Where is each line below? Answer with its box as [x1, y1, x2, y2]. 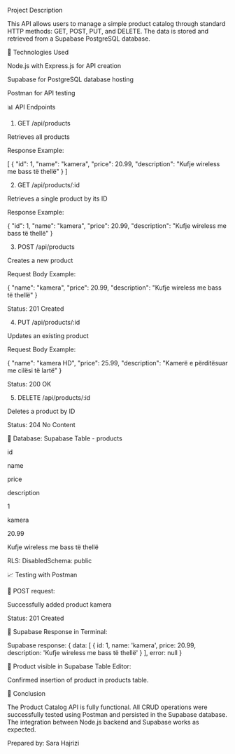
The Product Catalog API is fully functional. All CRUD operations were [7, 703, 208, 711]
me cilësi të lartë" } [7, 366, 62, 375]
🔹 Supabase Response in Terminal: [7, 628, 108, 635]
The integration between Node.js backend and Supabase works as [7, 718, 199, 726]
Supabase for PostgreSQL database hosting [7, 75, 134, 83]
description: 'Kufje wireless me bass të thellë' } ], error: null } [7, 649, 183, 657]
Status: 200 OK [7, 380, 51, 388]
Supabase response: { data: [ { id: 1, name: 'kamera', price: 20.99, [7, 641, 196, 649]
